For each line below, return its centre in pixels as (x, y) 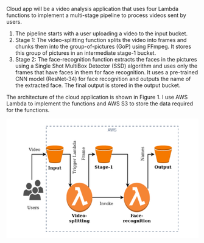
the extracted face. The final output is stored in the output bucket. (98, 85)
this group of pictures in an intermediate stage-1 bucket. (86, 53)
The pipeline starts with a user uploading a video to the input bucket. (101, 33)
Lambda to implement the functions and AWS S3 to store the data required (100, 104)
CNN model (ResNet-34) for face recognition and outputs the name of (103, 79)
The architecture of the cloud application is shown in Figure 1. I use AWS (97, 97)
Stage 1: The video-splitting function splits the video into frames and (101, 40)
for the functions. (28, 110)
